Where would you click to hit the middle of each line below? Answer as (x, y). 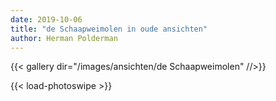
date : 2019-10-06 (46, 19)
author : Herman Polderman (64, 38)
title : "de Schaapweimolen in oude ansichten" (109, 29)
